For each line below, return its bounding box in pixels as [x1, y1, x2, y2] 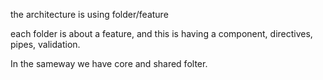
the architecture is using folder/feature [10, 9, 169, 20]
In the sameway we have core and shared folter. [10, 58, 208, 69]
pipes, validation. [10, 39, 81, 50]
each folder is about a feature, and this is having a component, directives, [10, 28, 313, 39]
